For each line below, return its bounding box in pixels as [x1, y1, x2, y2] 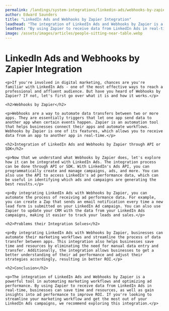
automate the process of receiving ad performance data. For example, [5, 195, 156, 200]
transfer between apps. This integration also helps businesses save [5, 239, 154, 244]
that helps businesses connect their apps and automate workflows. [5, 124, 150, 129]
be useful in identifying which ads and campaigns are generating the [5, 177, 156, 182]
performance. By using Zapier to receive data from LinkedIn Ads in [5, 283, 152, 288]
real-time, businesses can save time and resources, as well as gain [5, 287, 154, 293]
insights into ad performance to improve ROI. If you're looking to [5, 292, 152, 297]
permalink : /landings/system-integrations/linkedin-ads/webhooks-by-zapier [5, 7, 167, 13]
